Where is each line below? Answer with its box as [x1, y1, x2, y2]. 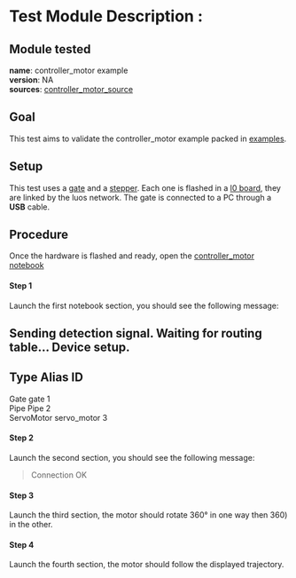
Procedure [9, 227, 69, 242]
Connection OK [30, 470, 87, 480]
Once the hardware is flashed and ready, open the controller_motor [9, 250, 255, 261]
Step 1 [9, 281, 33, 291]
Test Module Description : [9, 6, 204, 27]
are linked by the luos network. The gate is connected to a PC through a [9, 192, 272, 202]
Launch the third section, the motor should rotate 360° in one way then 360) [9, 510, 288, 520]
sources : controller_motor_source [9, 84, 134, 94]
